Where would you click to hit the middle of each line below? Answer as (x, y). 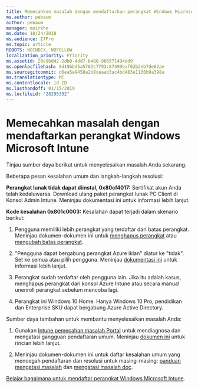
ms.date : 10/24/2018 (32, 34)
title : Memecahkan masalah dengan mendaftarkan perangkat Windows (89, 12)
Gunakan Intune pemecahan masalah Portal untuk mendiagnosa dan (98, 330)
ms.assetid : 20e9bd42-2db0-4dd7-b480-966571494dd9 (70, 61)
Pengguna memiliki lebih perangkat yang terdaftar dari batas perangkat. (102, 229)
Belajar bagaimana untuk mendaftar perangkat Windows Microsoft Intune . (96, 378)
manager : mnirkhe (27, 28)
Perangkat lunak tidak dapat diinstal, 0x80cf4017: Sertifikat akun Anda (94, 187)
